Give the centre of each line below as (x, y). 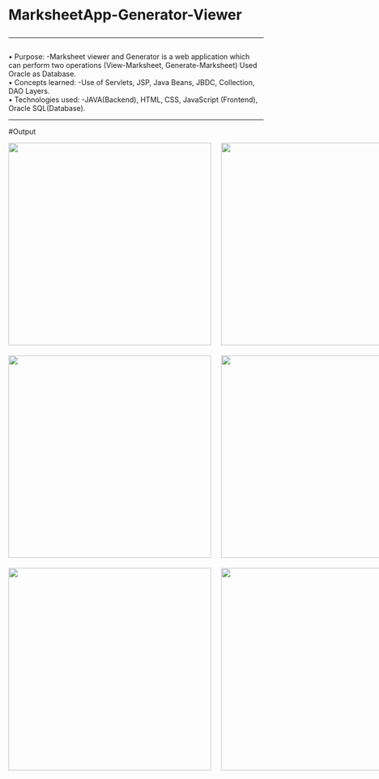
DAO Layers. (29, 92)
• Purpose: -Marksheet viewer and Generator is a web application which (129, 57)
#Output (22, 132)
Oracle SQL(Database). (47, 109)
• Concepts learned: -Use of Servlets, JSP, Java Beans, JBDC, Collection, (132, 83)
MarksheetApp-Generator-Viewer (126, 15)
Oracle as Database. (43, 74)
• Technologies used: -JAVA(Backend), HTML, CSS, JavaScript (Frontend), (133, 100)
